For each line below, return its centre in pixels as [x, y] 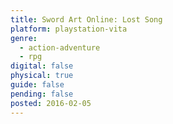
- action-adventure [60, 47]
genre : [24, 38]
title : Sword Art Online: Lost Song [86, 19]
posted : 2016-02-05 [51, 103]
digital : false [42, 66]
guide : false [37, 85]
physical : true [42, 76]
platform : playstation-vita [69, 29]
